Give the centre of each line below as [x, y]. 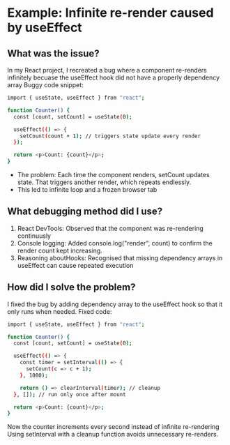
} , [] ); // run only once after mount [70, 394]
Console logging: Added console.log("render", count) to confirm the [115, 243]
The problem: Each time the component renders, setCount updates [114, 175]
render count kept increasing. [60, 250]
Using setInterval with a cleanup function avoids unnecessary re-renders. [113, 435]
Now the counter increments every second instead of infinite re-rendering [113, 427]
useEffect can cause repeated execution [75, 265]
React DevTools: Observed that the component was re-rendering [110, 228]
